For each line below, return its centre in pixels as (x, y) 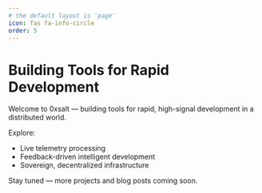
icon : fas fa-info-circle (51, 23)
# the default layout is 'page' (62, 16)
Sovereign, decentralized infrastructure (84, 165)
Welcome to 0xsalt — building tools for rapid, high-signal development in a (131, 109)
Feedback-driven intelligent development (87, 157)
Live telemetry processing (63, 148)
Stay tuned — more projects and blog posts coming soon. (103, 181)
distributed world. (37, 117)
